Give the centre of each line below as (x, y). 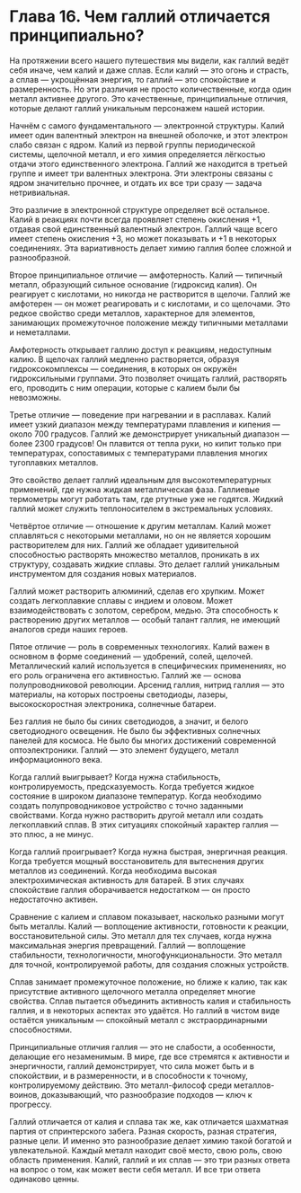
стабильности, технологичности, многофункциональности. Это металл (146, 955)
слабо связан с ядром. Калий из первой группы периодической (133, 145)
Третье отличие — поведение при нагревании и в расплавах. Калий (140, 414)
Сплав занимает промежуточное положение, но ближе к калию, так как (148, 982)
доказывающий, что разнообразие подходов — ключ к (147, 1094)
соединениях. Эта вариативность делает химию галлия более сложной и (150, 248)
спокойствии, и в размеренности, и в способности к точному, (129, 1075)
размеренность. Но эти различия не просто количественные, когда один (150, 89)
